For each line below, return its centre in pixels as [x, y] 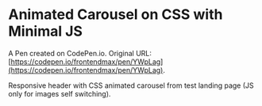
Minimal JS [46, 31]
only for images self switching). [60, 93]
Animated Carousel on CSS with [116, 15]
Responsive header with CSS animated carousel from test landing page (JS [131, 85]
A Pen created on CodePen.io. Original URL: [80, 53]
